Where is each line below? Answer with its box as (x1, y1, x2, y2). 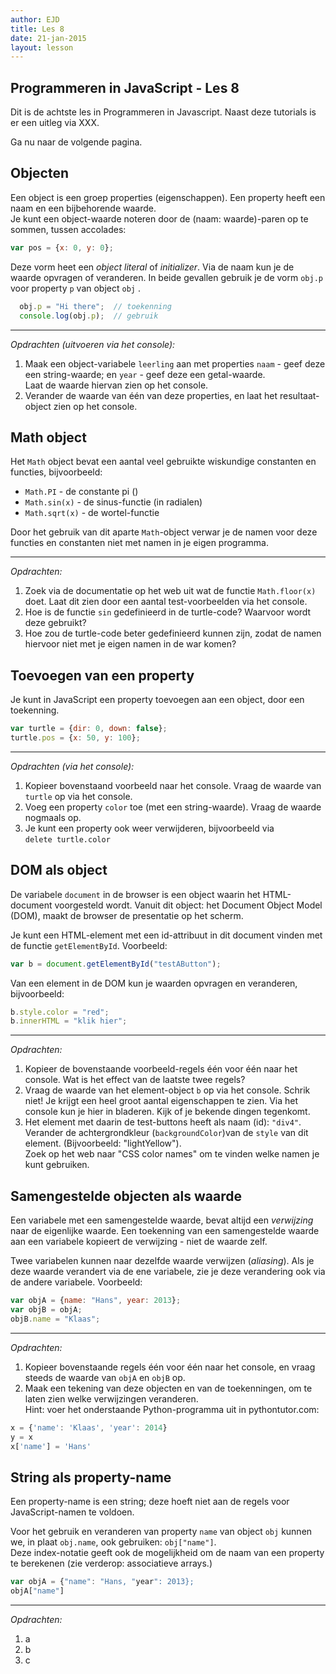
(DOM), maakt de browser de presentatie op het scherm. (10, 909, 244, 921)
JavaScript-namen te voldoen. (10, 1506, 135, 1518)
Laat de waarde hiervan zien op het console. (24, 379, 209, 391)
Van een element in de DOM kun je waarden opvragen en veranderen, (10, 977, 298, 989)
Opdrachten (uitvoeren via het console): (10, 338, 176, 350)
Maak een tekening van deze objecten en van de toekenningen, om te (24, 1382, 313, 1394)
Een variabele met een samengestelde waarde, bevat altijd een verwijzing (10, 1214, 314, 1226)
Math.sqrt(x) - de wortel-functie (24, 507, 160, 519)
